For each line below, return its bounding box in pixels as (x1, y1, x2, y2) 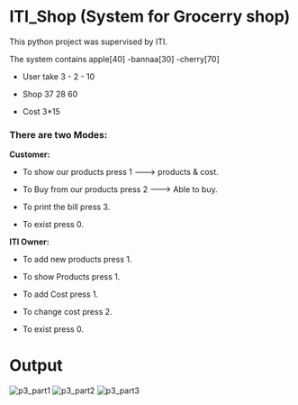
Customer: (9, 149, 50, 160)
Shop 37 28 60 (22, 88, 78, 99)
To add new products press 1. (22, 254, 132, 265)
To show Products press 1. (22, 272, 121, 282)
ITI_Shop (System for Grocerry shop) (9, 6, 291, 27)
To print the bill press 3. (22, 201, 111, 213)
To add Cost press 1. (22, 289, 99, 299)
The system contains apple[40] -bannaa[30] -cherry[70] (9, 53, 220, 64)
